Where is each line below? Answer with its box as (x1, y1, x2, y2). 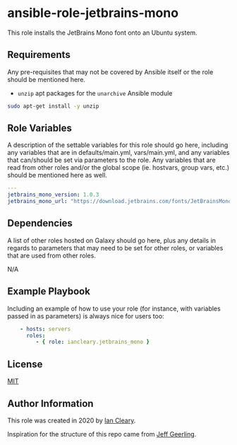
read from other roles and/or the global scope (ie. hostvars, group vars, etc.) (7, 163, 230, 172)
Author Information (7, 398, 94, 410)
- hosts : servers (20, 325, 71, 333)
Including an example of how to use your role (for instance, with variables (7, 304, 221, 313)
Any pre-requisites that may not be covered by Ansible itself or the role (7, 67, 214, 76)
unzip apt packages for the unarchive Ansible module (17, 88, 173, 97)
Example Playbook (7, 285, 90, 298)
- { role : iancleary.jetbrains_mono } (35, 338, 150, 346)
